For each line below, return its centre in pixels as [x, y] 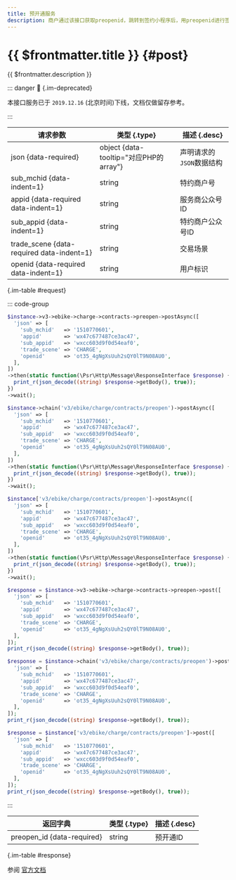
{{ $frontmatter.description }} [50, 74]
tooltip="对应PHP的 [131, 157]
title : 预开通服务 [32, 14]
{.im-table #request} [37, 290]
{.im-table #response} [39, 855]
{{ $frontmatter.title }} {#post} [98, 55]
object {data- [122, 147]
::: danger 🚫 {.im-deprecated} [50, 88]
